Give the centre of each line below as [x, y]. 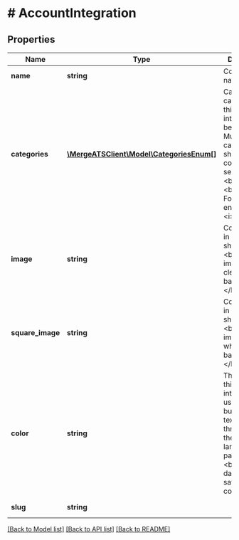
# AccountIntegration [72, 13]
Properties [31, 39]
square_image [36, 333]
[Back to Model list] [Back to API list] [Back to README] [89, 529]
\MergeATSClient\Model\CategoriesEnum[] [142, 154]
